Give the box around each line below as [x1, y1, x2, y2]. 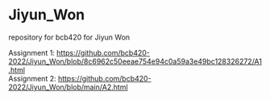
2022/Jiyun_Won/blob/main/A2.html [8, 82, 128, 92]
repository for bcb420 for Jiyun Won [8, 32, 131, 42]
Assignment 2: [8, 73, 56, 83]
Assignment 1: [8, 48, 55, 57]
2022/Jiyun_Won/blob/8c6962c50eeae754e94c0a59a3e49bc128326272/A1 [8, 56, 262, 66]
